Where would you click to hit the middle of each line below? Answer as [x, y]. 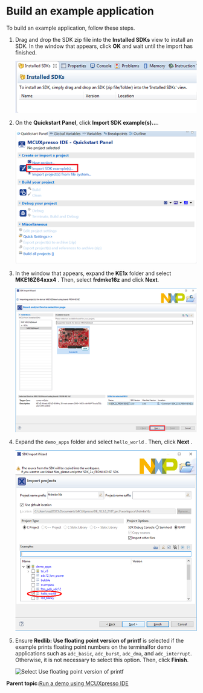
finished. [26, 52]
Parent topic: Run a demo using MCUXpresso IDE [67, 683]
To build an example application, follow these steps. [71, 28]
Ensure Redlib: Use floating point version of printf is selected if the [99, 640]
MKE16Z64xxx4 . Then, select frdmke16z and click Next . [87, 280]
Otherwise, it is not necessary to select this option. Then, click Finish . [102, 660]
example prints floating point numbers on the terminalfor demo [93, 647]
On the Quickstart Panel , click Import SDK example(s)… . [87, 122]
